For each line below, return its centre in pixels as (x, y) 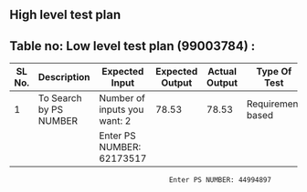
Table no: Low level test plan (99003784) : (132, 46)
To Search (60, 98)
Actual (222, 72)
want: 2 (115, 121)
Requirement (274, 104)
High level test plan (65, 15)
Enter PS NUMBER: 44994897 (220, 180)
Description (64, 77)
